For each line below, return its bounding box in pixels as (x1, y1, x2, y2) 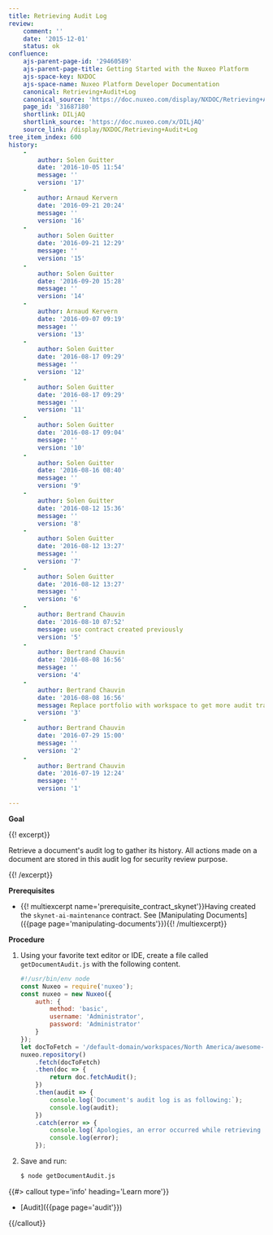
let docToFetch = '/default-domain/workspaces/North (19, 1043, 203, 1051)
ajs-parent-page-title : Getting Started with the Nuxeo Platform (23, 65, 249, 73)
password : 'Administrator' (50, 1020, 141, 1029)
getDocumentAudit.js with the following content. (19, 959, 181, 969)
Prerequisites (8, 886, 55, 895)
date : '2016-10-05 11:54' (37, 164, 126, 172)
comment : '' (23, 27, 63, 35)
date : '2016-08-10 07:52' (37, 617, 126, 626)
